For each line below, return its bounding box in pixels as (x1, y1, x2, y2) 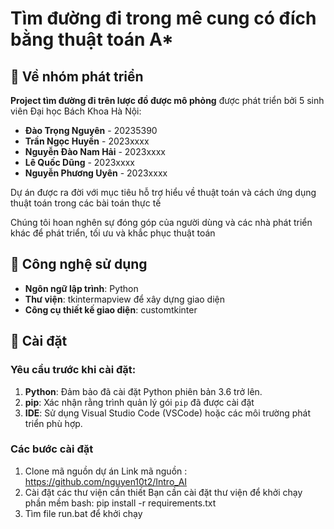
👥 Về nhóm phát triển (10, 68, 144, 85)
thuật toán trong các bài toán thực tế (10, 197, 162, 209)
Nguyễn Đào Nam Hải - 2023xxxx (24, 146, 166, 157)
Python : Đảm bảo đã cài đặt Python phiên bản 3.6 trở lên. (24, 385, 263, 397)
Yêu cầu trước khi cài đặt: (10, 363, 137, 377)
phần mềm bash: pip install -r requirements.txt (24, 497, 217, 509)
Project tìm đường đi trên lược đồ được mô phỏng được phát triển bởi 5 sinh (10, 95, 325, 106)
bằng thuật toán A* (10, 28, 174, 51)
